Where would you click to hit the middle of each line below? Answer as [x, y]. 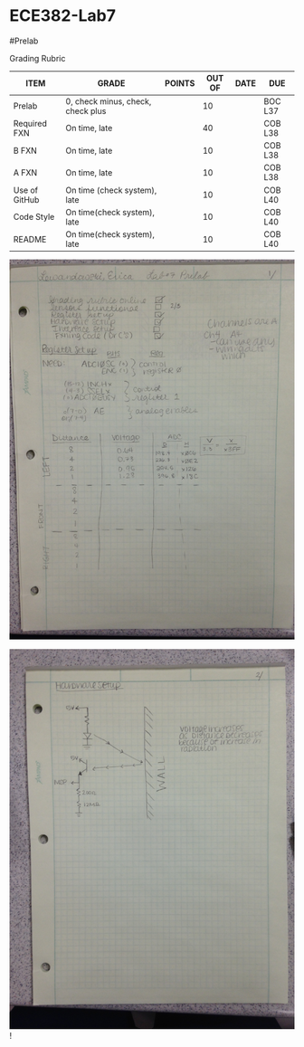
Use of [26, 190]
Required [30, 123]
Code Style [34, 217]
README [30, 239]
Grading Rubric [38, 58]
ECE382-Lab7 [62, 16]
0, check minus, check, [109, 101]
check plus [86, 110]
